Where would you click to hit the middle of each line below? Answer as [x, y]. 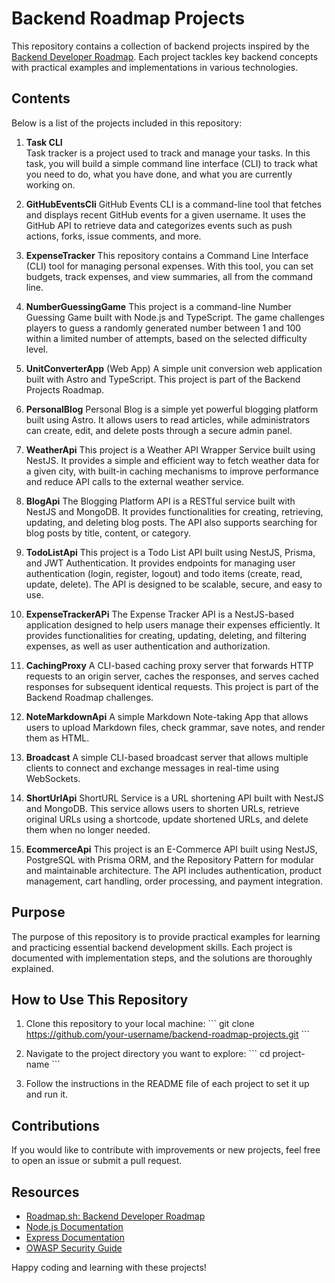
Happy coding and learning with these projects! [109, 1267]
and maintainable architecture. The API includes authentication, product [174, 870]
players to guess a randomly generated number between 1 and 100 [163, 328]
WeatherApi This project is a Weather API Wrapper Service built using [170, 449]
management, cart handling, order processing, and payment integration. [174, 881]
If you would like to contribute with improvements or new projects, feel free [166, 1150]
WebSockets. [53, 778]
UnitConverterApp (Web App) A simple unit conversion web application [174, 368]
